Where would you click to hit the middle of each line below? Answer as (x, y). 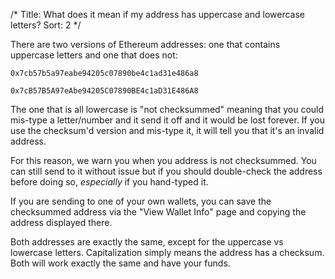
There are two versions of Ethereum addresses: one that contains (145, 44)
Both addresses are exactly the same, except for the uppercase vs (147, 242)
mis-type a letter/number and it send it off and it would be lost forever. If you (168, 120)
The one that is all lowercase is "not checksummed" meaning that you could (167, 109)
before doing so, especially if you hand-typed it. (109, 182)
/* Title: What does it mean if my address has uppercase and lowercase (157, 14)
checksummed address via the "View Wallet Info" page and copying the (158, 212)
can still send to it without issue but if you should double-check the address (166, 171)
